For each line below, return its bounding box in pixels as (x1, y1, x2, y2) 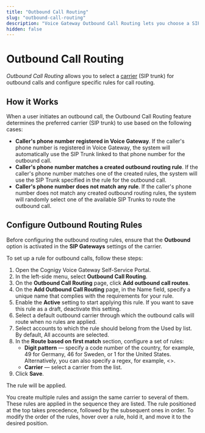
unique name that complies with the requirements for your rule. (15, 292, 174, 299)
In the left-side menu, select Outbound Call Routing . (15, 273, 148, 280)
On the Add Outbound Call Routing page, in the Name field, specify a (15, 285, 191, 293)
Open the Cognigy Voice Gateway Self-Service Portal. (15, 266, 151, 273)
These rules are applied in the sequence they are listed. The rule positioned (6, 400, 196, 407)
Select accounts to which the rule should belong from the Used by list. (15, 324, 192, 332)
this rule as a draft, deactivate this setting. (15, 305, 121, 312)
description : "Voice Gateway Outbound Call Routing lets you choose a (6, 20, 190, 26)
